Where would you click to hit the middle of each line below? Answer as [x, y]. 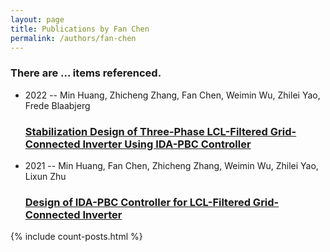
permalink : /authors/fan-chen [73, 38]
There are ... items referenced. [86, 73]
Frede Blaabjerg [57, 105]
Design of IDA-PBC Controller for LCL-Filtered [137, 202]
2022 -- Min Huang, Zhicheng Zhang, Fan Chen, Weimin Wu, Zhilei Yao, [172, 95]
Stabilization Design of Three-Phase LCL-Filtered [146, 131]
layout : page [37, 19]
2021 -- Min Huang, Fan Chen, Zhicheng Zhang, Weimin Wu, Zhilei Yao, [171, 165]
